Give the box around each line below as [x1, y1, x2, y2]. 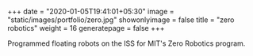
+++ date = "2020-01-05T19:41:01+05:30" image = [7, 7, 175, 16]
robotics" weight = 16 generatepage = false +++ [7, 24, 165, 32]
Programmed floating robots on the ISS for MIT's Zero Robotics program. [7, 39, 246, 48]
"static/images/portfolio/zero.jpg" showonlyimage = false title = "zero [7, 15, 235, 24]
